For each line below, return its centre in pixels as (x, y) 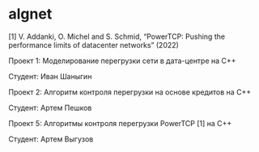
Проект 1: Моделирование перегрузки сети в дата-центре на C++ (122, 61)
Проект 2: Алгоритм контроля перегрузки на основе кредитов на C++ (130, 92)
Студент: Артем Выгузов (51, 139)
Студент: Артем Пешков (50, 108)
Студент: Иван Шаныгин (50, 76)
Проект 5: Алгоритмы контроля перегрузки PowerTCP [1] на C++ (120, 123)
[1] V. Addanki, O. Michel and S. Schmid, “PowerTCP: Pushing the (117, 36)
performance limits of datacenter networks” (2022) (94, 44)
